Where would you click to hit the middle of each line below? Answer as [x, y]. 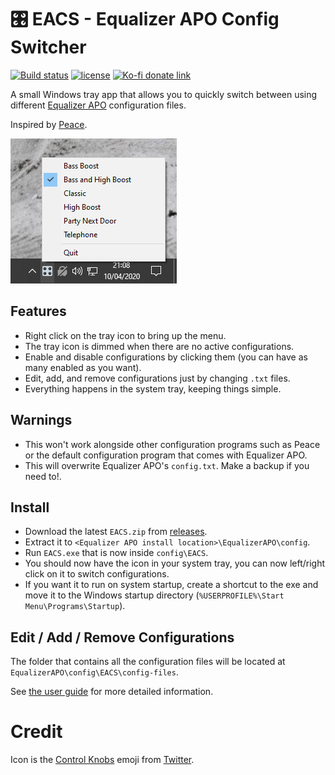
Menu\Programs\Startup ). [75, 606]
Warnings [41, 420]
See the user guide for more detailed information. [112, 692]
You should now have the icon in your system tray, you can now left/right [175, 563]
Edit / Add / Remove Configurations [122, 637]
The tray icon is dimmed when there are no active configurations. [159, 346]
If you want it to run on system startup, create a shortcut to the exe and [171, 585]
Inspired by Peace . [49, 124]
